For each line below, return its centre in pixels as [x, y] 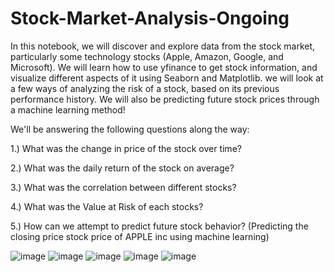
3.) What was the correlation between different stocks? [123, 187]
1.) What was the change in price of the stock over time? [126, 148]
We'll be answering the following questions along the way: [130, 129]
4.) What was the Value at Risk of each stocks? [107, 206]
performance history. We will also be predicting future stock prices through [165, 99]
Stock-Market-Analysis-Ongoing [150, 18]
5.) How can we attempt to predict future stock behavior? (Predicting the [159, 226]
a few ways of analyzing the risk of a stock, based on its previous [145, 88]
